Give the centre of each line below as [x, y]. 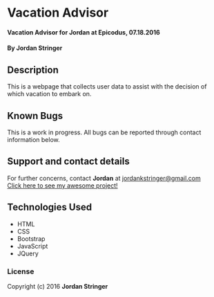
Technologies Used [49, 207]
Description [33, 70]
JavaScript [32, 246]
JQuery [28, 253]
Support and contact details [68, 162]
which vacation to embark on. [49, 94]
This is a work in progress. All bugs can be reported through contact [104, 132]
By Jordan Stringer [35, 48]
